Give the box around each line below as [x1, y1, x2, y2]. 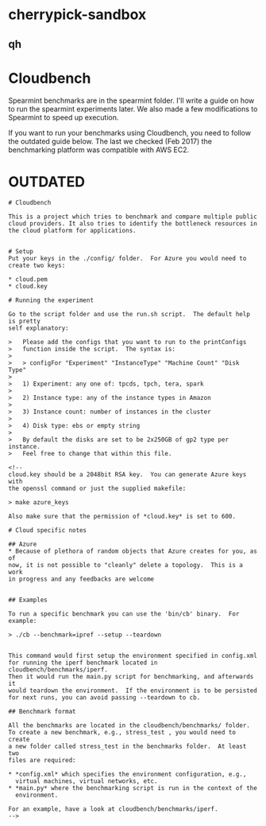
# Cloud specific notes [8, 527, 87, 534]
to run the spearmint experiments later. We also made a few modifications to [8, 104, 258, 113]
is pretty [8, 317, 41, 326]
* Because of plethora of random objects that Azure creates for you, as [8, 547, 258, 555]
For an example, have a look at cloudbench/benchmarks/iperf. [8, 805, 218, 813]
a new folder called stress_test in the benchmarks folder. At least [8, 742, 247, 750]
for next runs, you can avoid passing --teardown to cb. [8, 694, 201, 702]
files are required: [8, 757, 77, 765]
